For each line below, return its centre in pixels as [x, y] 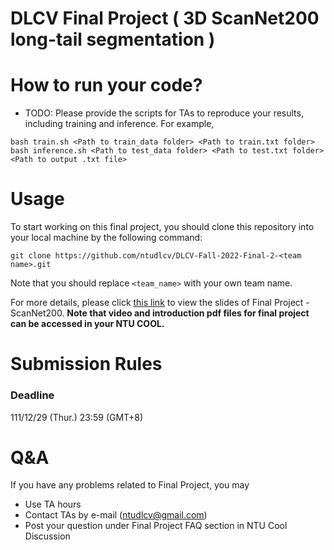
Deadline [32, 395]
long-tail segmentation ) [113, 39]
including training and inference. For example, [119, 124]
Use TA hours [53, 504]
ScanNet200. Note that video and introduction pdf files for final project [160, 313]
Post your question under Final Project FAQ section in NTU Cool [156, 526]
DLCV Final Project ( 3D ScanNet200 [165, 18]
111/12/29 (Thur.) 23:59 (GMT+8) [77, 417]
